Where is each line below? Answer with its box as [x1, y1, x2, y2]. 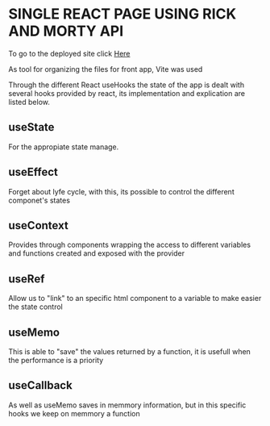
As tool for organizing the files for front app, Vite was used [8, 64, 203, 73]
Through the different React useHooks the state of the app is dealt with [8, 80, 244, 90]
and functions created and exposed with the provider [8, 248, 185, 258]
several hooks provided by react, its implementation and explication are [8, 88, 246, 98]
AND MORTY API [8, 22, 124, 40]
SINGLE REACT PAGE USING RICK [8, 5, 237, 23]
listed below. [8, 97, 51, 106]
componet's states [8, 195, 71, 205]
